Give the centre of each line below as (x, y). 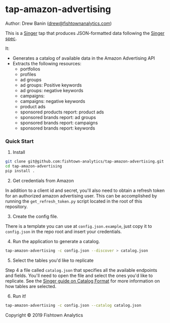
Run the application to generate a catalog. (56, 241)
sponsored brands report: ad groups (58, 117)
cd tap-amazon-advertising (34, 166)
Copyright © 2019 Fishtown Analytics (44, 315)
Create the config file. (35, 216)
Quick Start (19, 141)
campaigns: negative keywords (53, 101)
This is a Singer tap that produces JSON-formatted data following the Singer (85, 33)
